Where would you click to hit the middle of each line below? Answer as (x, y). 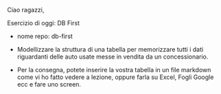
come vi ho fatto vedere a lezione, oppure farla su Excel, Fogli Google (115, 77)
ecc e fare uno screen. (49, 84)
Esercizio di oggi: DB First (44, 23)
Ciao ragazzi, (26, 10)
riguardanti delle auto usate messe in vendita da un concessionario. (113, 57)
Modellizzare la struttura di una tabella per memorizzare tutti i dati (110, 49)
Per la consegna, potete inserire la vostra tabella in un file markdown (114, 70)
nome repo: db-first (45, 36)
